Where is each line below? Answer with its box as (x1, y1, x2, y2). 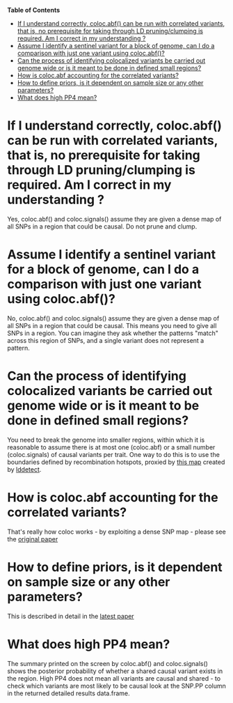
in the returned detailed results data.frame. (7, 689, 130, 697)
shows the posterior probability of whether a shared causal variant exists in (7, 667, 223, 675)
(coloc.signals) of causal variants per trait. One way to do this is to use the (7, 450, 220, 458)
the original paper (7, 534, 58, 543)
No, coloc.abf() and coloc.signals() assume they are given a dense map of (7, 314, 220, 323)
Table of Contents (7, 6, 61, 14)
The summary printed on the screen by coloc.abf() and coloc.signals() (7, 659, 209, 667)
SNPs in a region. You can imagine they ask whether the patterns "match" (7, 329, 219, 337)
